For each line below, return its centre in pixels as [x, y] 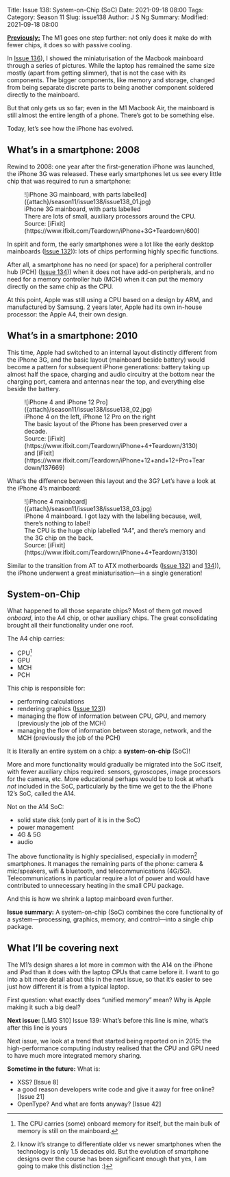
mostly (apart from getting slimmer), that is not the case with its [97, 73]
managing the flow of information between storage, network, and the [114, 731]
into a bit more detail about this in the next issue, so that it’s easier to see [110, 979]
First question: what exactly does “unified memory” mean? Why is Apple [109, 1000]
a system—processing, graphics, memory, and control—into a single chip [110, 919]
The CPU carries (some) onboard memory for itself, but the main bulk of [118, 1124]
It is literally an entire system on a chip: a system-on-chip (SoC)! [99, 751]
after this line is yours [37, 1028]
